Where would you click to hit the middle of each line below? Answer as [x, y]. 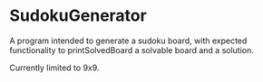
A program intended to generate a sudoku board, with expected [128, 41]
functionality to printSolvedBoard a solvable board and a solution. [131, 50]
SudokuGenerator [78, 16]
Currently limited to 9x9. [54, 68]
